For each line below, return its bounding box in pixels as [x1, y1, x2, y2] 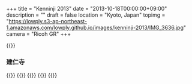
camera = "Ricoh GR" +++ [6, 30, 71, 38]
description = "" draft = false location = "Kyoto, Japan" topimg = [6, 11, 166, 18]
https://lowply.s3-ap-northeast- [8, 18, 88, 24]
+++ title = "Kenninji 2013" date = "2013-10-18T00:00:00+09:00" [6, 5, 167, 12]
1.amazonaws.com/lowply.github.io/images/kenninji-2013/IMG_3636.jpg [6, 24, 184, 31]
